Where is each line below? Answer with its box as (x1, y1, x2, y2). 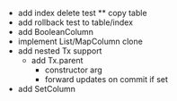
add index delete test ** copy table (17, 8, 147, 18)
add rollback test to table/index (17, 17, 133, 28)
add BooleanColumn (17, 27, 94, 37)
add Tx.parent (31, 55, 84, 65)
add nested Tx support (17, 46, 102, 56)
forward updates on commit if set (44, 74, 169, 84)
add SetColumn (17, 84, 76, 94)
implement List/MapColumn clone (17, 36, 144, 46)
